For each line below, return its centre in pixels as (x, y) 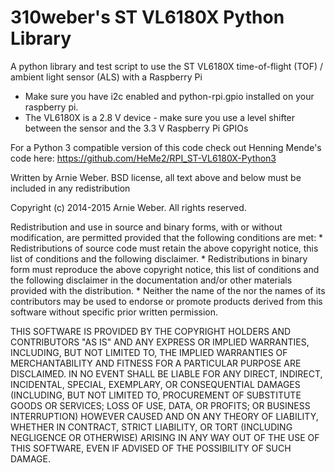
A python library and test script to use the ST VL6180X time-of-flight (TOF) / (167, 66)
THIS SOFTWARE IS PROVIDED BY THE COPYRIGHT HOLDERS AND (151, 331)
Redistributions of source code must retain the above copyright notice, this (164, 248)
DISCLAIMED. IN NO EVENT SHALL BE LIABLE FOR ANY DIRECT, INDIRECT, (166, 373)
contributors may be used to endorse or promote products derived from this (166, 301)
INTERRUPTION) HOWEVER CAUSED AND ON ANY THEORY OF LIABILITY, (164, 416)
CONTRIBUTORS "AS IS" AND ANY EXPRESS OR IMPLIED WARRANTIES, (160, 342)
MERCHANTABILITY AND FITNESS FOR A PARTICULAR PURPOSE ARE (156, 363)
